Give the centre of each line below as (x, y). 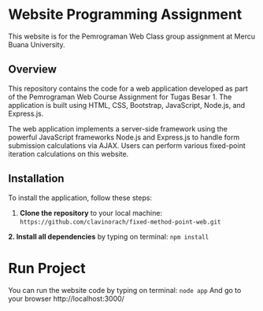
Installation (36, 179)
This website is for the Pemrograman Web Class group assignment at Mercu (132, 36)
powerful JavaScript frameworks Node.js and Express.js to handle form (124, 137)
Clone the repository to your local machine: (91, 213)
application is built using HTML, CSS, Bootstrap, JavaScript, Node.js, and (127, 105)
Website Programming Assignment (125, 15)
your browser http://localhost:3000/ (66, 298)
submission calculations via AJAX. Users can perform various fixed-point (127, 145)
